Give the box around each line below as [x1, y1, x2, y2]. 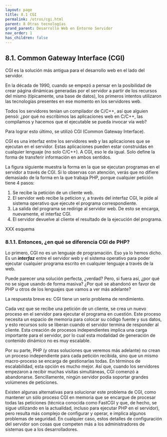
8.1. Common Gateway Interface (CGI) [5, 54, 125, 63]
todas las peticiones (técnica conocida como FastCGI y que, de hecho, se [5, 399, 157, 405]
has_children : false [5, 36, 48, 41]
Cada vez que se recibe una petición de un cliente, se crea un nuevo [5, 306, 146, 312]
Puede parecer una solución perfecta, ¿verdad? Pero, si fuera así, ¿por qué [5, 275, 160, 281]
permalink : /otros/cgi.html [5, 17, 64, 22]
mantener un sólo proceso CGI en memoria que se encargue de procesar [5, 394, 156, 400]
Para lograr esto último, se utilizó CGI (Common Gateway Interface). [5, 128, 145, 134]
